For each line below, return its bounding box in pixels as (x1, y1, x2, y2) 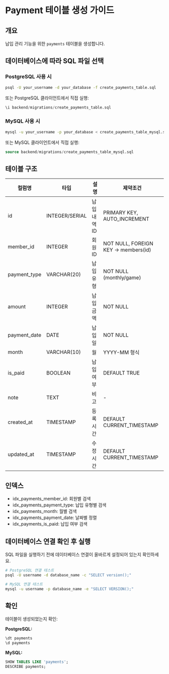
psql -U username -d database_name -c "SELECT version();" (5, 573, 132, 578)
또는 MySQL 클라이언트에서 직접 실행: (5, 139, 79, 145)
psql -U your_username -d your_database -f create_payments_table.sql (5, 85, 156, 90)
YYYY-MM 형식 (103, 349, 140, 356)
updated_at (8, 451, 34, 458)
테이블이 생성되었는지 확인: (5, 616, 58, 622)
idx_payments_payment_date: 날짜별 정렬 (12, 514, 97, 521)
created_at (8, 419, 33, 426)
